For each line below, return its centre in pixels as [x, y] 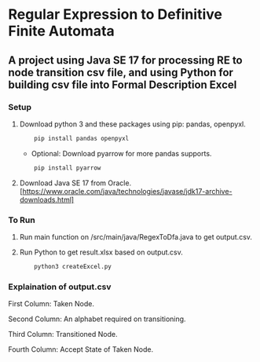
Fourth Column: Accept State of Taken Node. [81, 349]
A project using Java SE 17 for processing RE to [125, 60]
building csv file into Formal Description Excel [123, 84]
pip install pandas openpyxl [82, 138]
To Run [22, 220]
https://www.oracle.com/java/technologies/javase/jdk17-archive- [128, 191]
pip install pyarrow [68, 168]
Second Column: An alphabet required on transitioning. [97, 319]
